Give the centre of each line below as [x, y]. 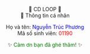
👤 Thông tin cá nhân [45, 15]
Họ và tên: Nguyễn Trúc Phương [45, 27]
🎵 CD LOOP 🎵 [45, 9]
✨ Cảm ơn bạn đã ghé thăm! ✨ [45, 45]
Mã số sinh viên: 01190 [45, 33]
